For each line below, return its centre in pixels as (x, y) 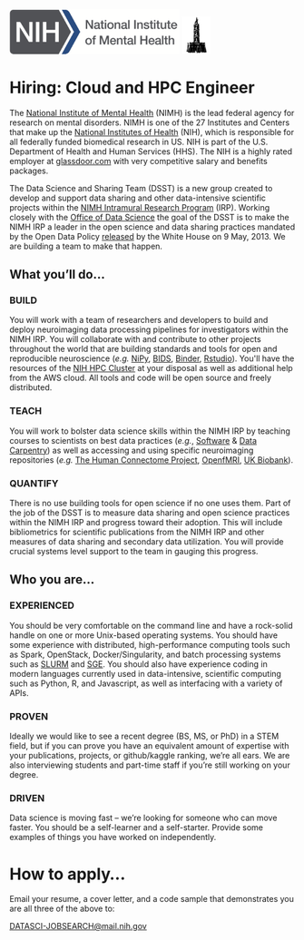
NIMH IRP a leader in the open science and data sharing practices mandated (152, 227)
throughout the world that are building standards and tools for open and (143, 349)
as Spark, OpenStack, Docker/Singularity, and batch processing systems (145, 654)
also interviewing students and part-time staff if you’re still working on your (150, 765)
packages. (29, 171)
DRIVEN (27, 798)
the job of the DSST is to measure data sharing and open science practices (150, 513)
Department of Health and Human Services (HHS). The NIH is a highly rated (151, 151)
